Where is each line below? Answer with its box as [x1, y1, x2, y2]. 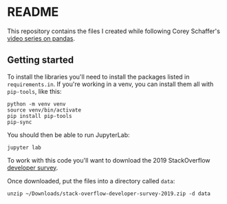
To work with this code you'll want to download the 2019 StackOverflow [7, 156, 211, 164]
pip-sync [7, 119, 32, 125]
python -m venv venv [7, 101, 67, 108]
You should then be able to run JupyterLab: [7, 130, 130, 139]
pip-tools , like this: [7, 87, 62, 95]
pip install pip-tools [7, 112, 72, 119]
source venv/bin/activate [7, 106, 81, 114]
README [7, 4, 59, 20]
